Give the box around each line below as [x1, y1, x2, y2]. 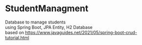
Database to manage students [5, 19, 66, 25]
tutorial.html [5, 35, 29, 41]
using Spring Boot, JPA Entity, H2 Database [5, 24, 93, 30]
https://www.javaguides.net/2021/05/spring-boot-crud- [25, 29, 137, 35]
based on [5, 29, 24, 35]
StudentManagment [5, 3, 89, 14]
